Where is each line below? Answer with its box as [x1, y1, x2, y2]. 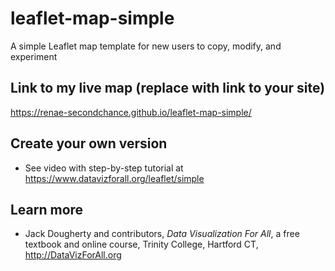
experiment [10, 50, 58, 62]
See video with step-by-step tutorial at [24, 162, 184, 174]
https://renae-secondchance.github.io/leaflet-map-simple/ [10, 106, 252, 118]
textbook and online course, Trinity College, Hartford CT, [24, 238, 259, 251]
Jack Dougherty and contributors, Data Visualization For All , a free [24, 228, 300, 240]
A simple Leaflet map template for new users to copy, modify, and [10, 40, 282, 52]
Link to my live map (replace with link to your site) [10, 80, 326, 97]
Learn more [10, 201, 84, 218]
